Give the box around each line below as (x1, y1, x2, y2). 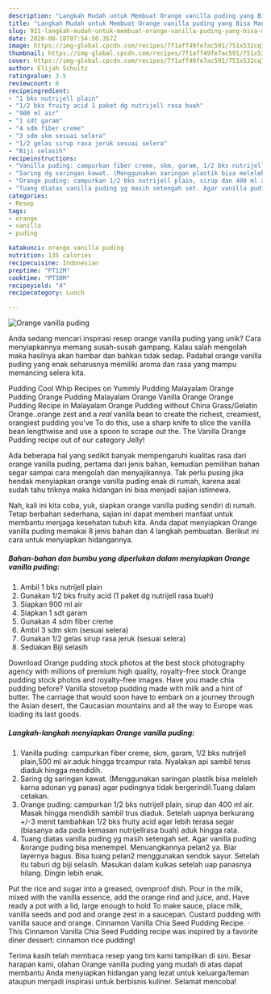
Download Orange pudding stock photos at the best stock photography (8, 658, 245, 668)
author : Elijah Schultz (8, 65, 89, 73)
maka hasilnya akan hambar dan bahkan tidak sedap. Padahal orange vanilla (8, 351, 262, 361)
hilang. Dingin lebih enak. (19, 868, 105, 878)
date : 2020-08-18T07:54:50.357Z (8, 34, 117, 43)
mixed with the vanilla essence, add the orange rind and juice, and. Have (8, 892, 250, 902)
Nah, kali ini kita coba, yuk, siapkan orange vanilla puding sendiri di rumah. (8, 501, 256, 511)
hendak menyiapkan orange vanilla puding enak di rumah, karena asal (8, 477, 240, 487)
